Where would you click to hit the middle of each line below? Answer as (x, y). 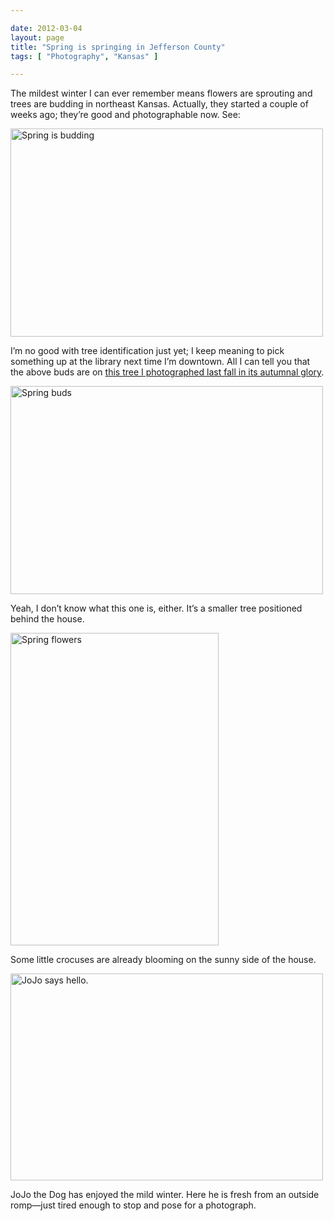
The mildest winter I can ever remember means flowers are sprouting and (161, 93)
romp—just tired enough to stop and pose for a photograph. (133, 1205)
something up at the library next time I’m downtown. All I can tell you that (160, 362)
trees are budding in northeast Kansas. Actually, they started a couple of (159, 104)
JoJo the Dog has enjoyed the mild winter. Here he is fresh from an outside (165, 1195)
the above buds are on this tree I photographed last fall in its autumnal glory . (167, 372)
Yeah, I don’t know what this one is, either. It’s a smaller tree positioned (156, 608)
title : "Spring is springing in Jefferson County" (118, 47)
